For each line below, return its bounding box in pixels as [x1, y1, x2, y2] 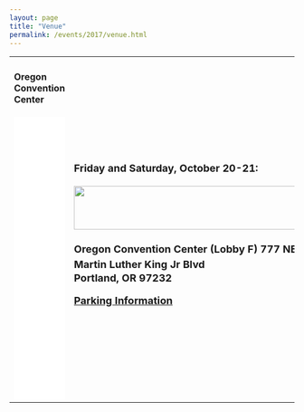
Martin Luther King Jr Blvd [73, 257, 205, 271]
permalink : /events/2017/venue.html [9, 30, 147, 39]
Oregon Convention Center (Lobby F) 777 [73, 242, 280, 255]
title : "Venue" [9, 22, 67, 31]
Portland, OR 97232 [73, 271, 173, 284]
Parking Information [73, 293, 174, 307]
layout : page [9, 13, 59, 23]
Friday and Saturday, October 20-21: [73, 161, 259, 175]
